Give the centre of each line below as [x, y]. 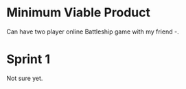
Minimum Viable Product [79, 13]
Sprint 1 [28, 59]
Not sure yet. [25, 78]
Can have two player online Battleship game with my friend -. [93, 31]
